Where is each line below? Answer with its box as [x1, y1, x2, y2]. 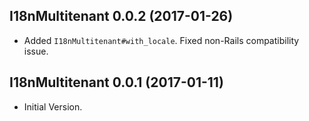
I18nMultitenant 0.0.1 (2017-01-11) [9, 74, 224, 91]
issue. [23, 45, 49, 57]
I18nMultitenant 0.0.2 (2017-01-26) [9, 8, 234, 25]
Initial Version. [23, 100, 83, 113]
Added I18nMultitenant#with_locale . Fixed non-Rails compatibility [23, 34, 300, 46]
